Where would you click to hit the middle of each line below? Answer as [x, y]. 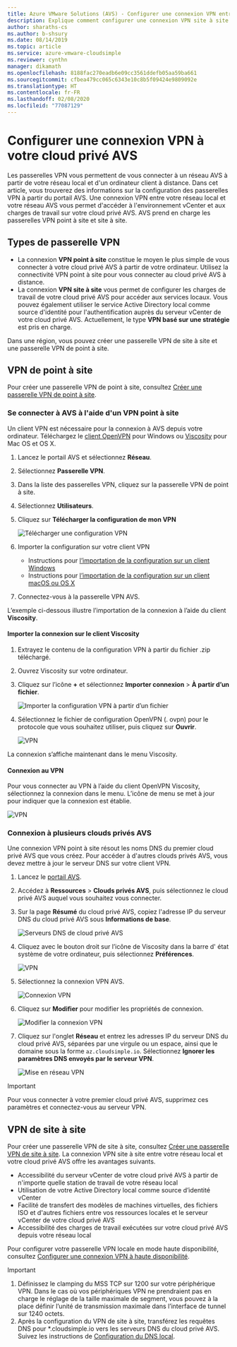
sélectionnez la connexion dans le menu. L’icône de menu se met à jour [111, 794]
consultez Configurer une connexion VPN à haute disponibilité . [99, 1257]
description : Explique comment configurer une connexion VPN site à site [118, 20]
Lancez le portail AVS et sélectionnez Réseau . [84, 457]
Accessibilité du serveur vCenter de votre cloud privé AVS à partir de [118, 1175]
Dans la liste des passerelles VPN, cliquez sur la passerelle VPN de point [123, 484]
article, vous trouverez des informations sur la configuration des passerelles [118, 190]
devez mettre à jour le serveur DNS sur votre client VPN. [89, 863]
